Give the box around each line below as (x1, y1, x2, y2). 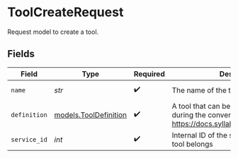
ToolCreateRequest (7, 4, 124, 20)
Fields (7, 48, 35, 60)
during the (171, 110, 207, 120)
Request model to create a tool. (7, 28, 99, 36)
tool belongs (171, 139, 214, 149)
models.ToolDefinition (54, 110, 127, 120)
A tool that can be (171, 101, 231, 111)
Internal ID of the (171, 130, 228, 140)
